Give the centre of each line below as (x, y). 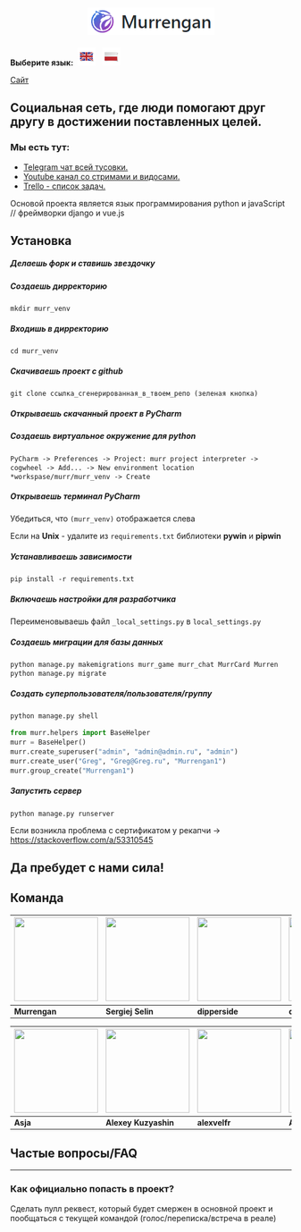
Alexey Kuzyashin (140, 1122)
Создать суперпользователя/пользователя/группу (111, 693)
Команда (37, 898)
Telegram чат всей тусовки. (75, 167)
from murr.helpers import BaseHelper (80, 733)
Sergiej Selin (130, 1011)
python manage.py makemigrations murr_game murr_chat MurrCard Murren (144, 665)
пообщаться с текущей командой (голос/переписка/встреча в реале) (143, 1218)
